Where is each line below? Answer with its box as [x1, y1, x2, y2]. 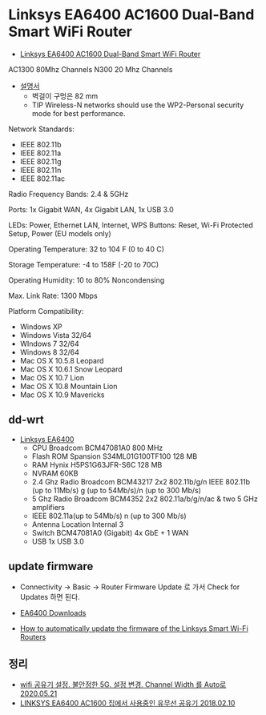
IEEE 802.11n [19, 165, 62, 175]
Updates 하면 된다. [19, 592, 80, 601]
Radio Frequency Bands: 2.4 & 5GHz [8, 189, 129, 199]
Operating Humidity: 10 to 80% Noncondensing [8, 275, 165, 285]
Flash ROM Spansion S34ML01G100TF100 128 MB [31, 451, 198, 461]
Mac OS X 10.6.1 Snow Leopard [19, 364, 123, 374]
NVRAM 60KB [31, 468, 79, 478]
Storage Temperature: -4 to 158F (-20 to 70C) [8, 259, 159, 269]
